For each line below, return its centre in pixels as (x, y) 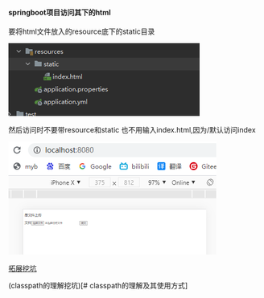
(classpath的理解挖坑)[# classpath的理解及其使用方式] (98, 286)
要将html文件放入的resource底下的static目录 (82, 31)
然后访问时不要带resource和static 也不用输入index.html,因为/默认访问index (132, 130)
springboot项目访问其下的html (60, 12)
